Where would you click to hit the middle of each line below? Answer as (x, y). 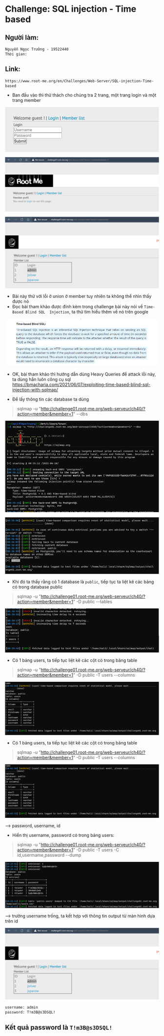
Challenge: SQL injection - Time (71, 9)
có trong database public (37, 587)
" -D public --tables (92, 602)
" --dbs (80, 414)
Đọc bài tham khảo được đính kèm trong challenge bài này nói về (77, 306)
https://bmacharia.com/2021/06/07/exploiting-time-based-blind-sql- (81, 384)
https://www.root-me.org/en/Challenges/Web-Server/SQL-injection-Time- (79, 81)
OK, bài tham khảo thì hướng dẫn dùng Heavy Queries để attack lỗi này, (84, 374)
